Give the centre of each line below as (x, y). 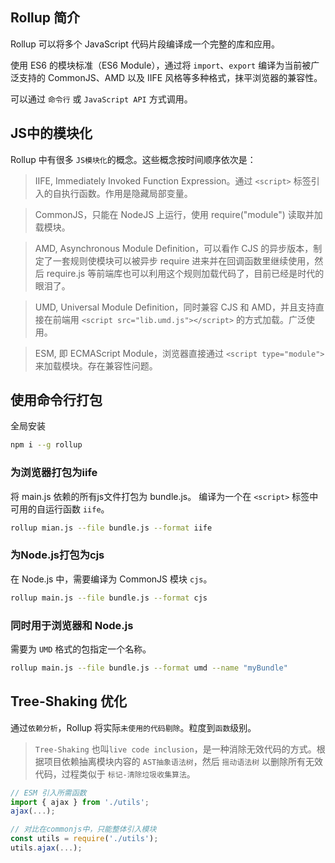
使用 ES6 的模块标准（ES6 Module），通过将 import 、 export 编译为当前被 (161, 65)
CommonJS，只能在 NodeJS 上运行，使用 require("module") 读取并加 (178, 214)
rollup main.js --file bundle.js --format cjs (109, 598)
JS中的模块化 (51, 133)
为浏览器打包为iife (54, 473)
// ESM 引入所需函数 (48, 793)
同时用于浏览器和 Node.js (72, 625)
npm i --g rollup (46, 445)
